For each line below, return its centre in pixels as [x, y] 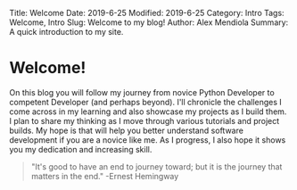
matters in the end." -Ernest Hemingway [105, 176]
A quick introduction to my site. [66, 32]
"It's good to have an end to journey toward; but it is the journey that [157, 166]
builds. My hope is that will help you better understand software [126, 130]
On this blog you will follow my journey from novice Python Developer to [142, 92]
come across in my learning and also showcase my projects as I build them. [148, 112]
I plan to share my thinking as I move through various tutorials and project [144, 120]
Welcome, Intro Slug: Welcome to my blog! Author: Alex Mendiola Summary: [149, 22]
